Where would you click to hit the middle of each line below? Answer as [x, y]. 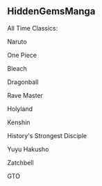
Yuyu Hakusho [28, 149]
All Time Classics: [33, 28]
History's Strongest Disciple [47, 135]
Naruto [17, 42]
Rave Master [25, 95]
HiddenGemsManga [51, 11]
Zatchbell [20, 162]
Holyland [20, 109]
